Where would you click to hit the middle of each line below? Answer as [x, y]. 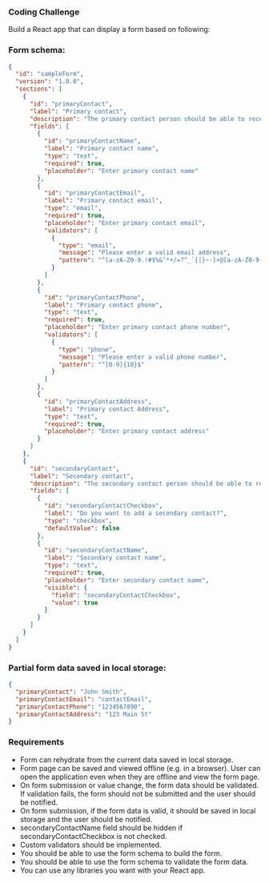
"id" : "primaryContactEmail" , [94, 193]
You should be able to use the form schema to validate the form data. [134, 861]
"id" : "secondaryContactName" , [96, 551]
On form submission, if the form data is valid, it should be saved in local [138, 810]
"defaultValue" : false [82, 528]
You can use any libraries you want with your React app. [112, 870]
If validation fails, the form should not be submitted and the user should [138, 793]
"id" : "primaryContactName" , [92, 141]
